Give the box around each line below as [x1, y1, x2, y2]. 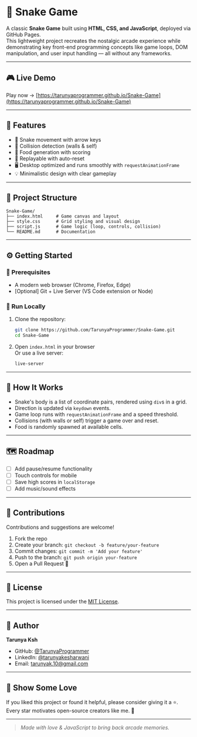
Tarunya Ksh [6, 636, 38, 643]
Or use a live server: [14, 349, 63, 356]
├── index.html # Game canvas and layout [6, 214, 119, 219]
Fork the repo [14, 535, 48, 542]
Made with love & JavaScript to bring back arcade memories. [20, 724, 170, 731]
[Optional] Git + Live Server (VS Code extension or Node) [14, 288, 154, 295]
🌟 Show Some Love [6, 682, 77, 693]
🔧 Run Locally [6, 302, 46, 311]
